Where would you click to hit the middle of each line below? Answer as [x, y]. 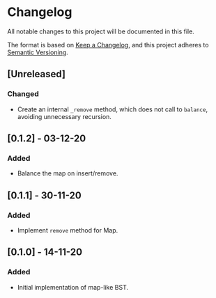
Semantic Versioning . [38, 52]
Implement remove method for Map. [68, 230]
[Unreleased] [37, 74]
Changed [23, 94]
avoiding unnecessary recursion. [64, 116]
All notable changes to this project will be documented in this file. [101, 31]
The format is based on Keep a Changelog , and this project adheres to [108, 45]
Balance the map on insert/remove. [68, 173]
